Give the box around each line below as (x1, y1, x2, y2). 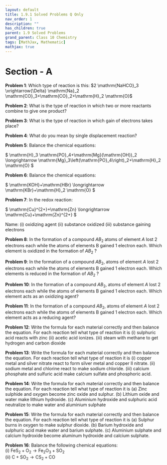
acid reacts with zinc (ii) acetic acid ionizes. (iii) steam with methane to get (5, 335, 159, 341)
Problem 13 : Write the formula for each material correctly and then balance (5, 350, 160, 356)
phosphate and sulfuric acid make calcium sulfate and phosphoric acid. (5, 371, 152, 377)
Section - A (5, 66, 53, 77)
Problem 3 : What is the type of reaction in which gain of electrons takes (5, 118, 153, 124)
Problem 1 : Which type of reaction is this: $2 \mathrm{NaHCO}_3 (5, 82, 139, 88)
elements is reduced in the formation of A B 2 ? (5, 270, 99, 278)
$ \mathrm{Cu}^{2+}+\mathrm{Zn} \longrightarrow (5, 206, 110, 212)
